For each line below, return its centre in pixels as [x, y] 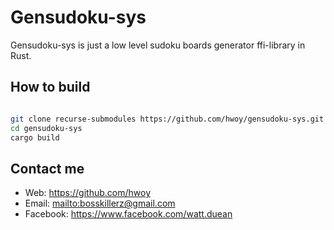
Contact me [47, 168]
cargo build [35, 137]
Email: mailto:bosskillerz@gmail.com [100, 203]
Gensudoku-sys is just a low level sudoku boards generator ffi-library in [158, 45]
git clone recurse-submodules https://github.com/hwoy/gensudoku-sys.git [167, 119]
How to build [50, 87]
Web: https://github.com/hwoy [88, 193]
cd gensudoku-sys [46, 128]
